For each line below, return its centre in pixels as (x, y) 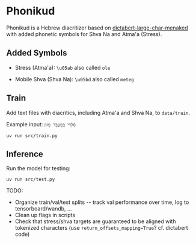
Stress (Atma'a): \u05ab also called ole (63, 67)
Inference (25, 154)
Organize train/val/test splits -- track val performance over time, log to (102, 202)
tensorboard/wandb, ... (43, 209)
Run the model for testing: (38, 168)
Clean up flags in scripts (45, 215)
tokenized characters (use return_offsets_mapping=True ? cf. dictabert (101, 228)
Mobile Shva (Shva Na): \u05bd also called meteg (74, 79)
